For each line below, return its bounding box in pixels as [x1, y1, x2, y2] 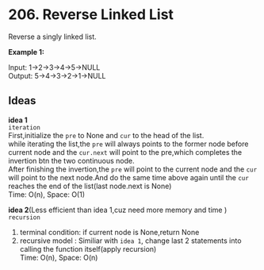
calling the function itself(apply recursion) [19, 244, 157, 253]
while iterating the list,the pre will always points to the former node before [8, 139, 249, 148]
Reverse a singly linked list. [8, 32, 97, 41]
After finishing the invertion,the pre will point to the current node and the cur [8, 164, 258, 174]
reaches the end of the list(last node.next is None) [8, 181, 172, 191]
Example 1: [8, 47, 45, 56]
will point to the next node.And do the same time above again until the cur [8, 172, 250, 182]
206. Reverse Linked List [8, 6, 174, 24]
